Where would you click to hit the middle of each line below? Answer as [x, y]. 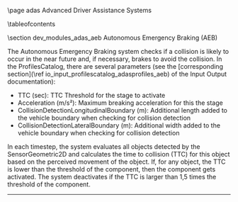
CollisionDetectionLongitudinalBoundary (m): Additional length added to [123, 110]
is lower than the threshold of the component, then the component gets [112, 169]
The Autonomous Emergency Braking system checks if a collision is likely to [118, 51]
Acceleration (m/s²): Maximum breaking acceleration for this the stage [120, 103]
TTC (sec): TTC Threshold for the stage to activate [91, 95]
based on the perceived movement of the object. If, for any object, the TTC [117, 162]
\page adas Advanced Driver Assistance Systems [80, 10]
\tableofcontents [31, 24]
